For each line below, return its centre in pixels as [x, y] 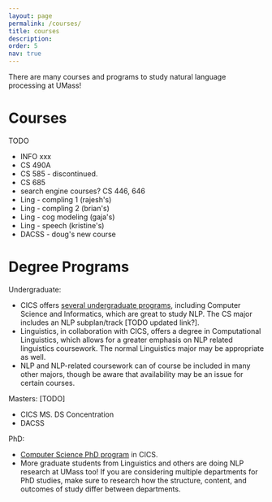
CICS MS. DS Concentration [67, 414]
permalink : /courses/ [45, 24]
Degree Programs [69, 267]
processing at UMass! [45, 85]
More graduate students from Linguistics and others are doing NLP [132, 463]
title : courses [34, 31]
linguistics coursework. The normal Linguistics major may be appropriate [142, 348]
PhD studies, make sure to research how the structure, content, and [134, 480]
